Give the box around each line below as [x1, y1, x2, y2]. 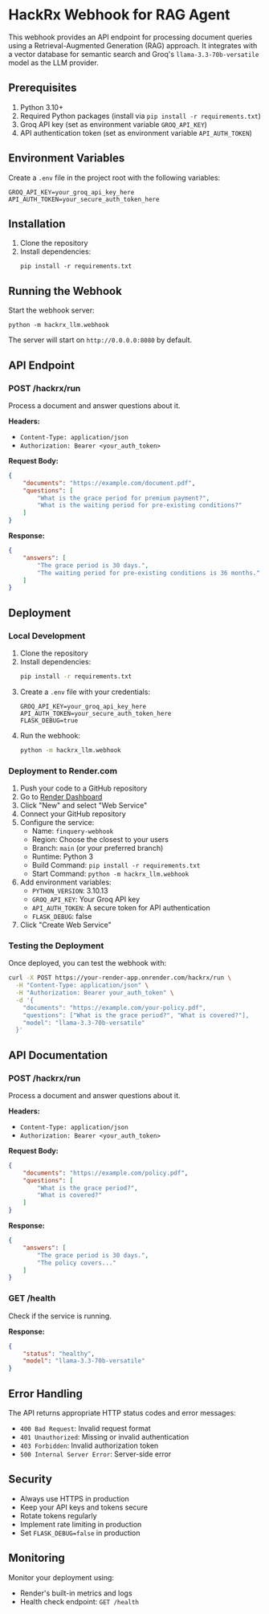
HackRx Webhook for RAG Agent [8, 6, 230, 24]
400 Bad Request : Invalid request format [19, 1424, 151, 1433]
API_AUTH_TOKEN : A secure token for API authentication [31, 902, 210, 913]
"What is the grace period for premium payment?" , [37, 494, 210, 502]
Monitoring [8, 1551, 66, 1565]
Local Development [8, 630, 86, 641]
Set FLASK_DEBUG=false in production [19, 1528, 141, 1538]
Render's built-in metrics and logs [19, 1588, 132, 1598]
